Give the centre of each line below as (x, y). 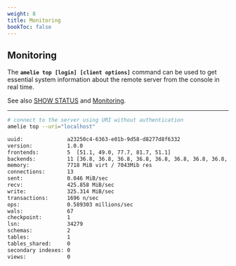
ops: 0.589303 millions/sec (70, 204)
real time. (21, 87)
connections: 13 (40, 172)
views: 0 (39, 257)
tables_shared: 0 (39, 244)
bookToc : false (29, 27)
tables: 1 (39, 237)
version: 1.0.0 (45, 146)
